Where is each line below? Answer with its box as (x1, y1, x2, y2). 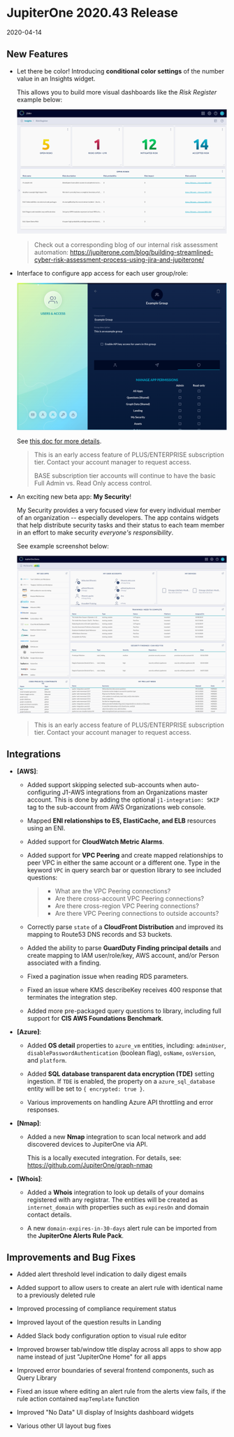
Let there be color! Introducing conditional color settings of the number (16, 66, 225, 75)
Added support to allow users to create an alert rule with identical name (16, 1284, 223, 1292)
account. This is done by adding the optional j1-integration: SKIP (27, 795, 220, 804)
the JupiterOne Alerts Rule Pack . (27, 1231, 124, 1240)
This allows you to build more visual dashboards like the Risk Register (16, 87, 217, 96)
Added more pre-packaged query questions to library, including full (27, 1006, 221, 1015)
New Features (6, 48, 68, 60)
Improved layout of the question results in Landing (16, 1318, 161, 1326)
